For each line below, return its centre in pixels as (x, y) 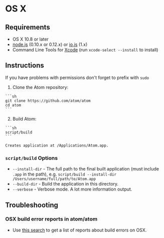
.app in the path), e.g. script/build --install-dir (64, 174)
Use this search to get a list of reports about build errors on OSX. (79, 230)
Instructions (25, 65)
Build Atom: (24, 118)
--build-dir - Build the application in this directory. (65, 184)
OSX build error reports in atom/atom (51, 219)
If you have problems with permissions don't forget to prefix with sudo (77, 77)
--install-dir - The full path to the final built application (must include (86, 169)
